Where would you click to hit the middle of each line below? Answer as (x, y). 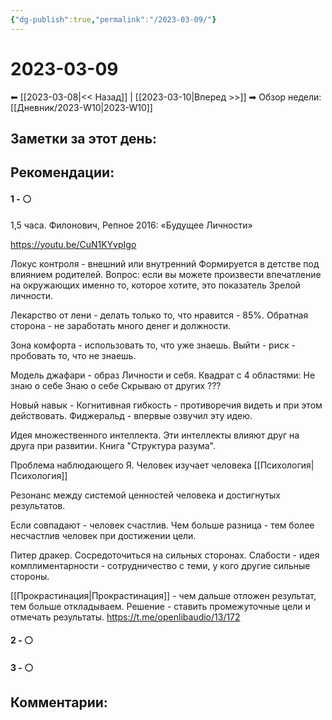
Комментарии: (59, 702)
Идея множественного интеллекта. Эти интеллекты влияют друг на (155, 435)
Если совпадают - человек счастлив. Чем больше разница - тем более (162, 525)
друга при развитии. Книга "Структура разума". (113, 445)
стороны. (30, 576)
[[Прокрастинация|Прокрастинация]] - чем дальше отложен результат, (163, 595)
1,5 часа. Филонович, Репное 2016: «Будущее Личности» (131, 225)
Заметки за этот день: (84, 138)
